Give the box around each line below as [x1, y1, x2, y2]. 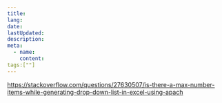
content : [19, 55, 45, 62]
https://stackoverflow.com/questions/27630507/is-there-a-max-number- [7, 80, 215, 88]
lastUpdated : [7, 29, 45, 37]
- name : [13, 49, 36, 56]
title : [7, 10, 26, 17]
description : [7, 36, 45, 43]
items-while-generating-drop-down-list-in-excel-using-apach [7, 88, 183, 96]
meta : [7, 42, 23, 49]
